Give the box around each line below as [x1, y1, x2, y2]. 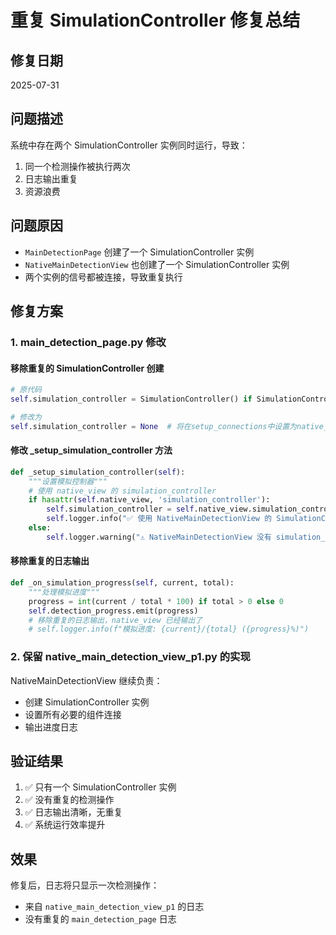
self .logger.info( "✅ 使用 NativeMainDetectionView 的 [46, 514, 273, 524]
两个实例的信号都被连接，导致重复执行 [24, 271, 183, 283]
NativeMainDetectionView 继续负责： [10, 674, 163, 686]
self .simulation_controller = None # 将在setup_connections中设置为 [10, 421, 297, 431]
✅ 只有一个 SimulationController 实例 [24, 781, 177, 793]
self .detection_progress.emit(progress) [28, 606, 199, 616]
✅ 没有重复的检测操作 [24, 794, 115, 806]
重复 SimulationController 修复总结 [10, 9, 301, 32]
